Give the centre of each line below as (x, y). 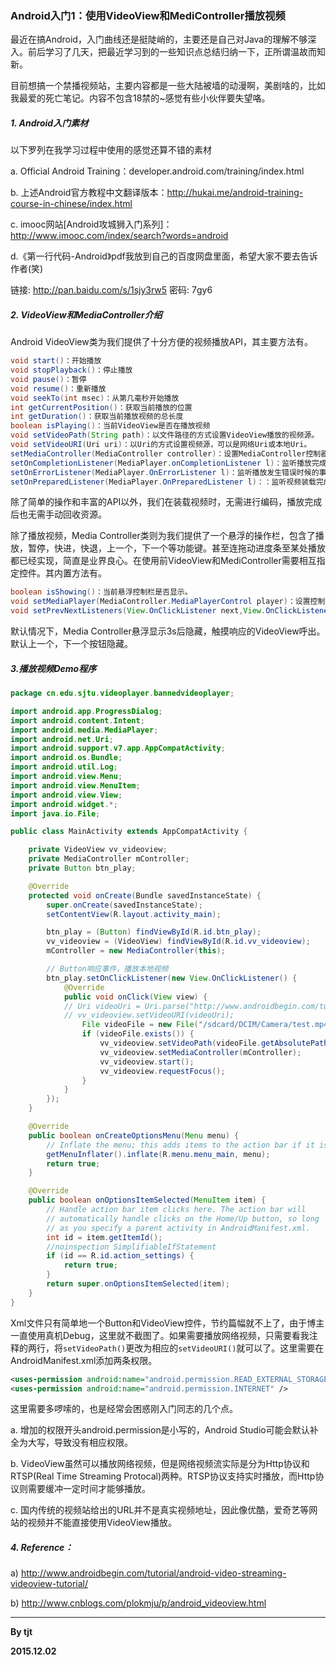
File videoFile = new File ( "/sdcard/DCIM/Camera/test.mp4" (207, 1025)
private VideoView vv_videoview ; (98, 850)
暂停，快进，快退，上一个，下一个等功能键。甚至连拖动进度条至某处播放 (176, 548)
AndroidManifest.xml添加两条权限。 (84, 1360)
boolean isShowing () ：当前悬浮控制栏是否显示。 (101, 592)
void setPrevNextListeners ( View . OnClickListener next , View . (138, 611)
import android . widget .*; (64, 804)
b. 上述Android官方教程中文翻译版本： (89, 193)
